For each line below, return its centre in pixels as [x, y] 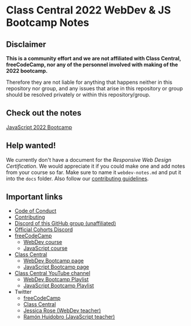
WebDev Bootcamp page [53, 261]
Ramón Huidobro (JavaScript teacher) [69, 317]
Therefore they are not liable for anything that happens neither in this [89, 82]
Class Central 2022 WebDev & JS [88, 10]
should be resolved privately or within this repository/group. [78, 95]
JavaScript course [45, 248]
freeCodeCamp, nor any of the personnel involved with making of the [92, 64]
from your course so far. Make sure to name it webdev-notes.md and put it [94, 172]
